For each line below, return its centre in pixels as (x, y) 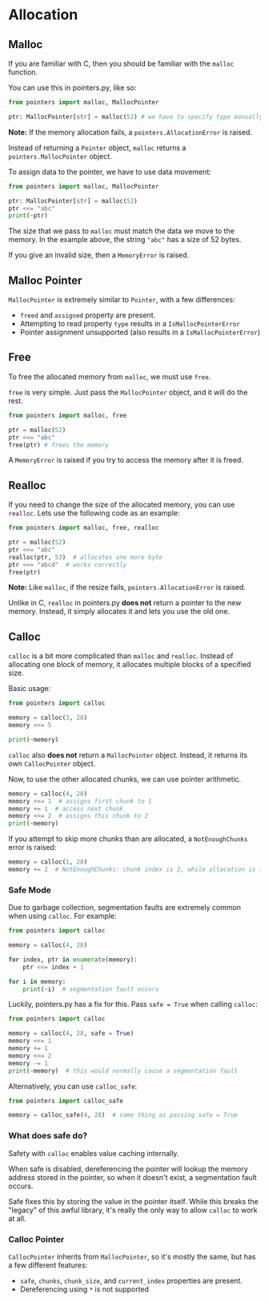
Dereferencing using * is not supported (84, 1289)
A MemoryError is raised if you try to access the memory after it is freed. (126, 460)
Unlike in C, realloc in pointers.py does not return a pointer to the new (125, 603)
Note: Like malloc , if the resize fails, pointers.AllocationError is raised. (127, 588)
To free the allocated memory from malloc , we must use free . (110, 376)
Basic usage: (30, 689)
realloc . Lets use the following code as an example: (94, 513)
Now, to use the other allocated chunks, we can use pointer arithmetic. (125, 778)
